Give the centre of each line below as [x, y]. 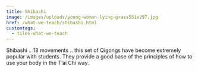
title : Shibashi [26, 12]
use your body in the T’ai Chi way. [48, 63]
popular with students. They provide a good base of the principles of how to [99, 57]
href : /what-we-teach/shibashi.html [51, 22]
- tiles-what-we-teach [40, 34]
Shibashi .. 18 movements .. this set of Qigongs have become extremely [94, 50]
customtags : [21, 28]
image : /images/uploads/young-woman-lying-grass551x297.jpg [82, 17]
